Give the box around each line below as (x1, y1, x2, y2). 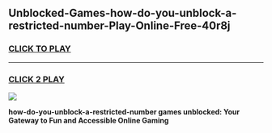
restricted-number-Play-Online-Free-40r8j (8, 19, 231, 33)
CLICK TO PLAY (8, 44, 71, 55)
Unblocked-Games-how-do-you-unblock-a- (8, 6, 237, 20)
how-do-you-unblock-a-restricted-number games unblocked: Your (8, 106, 240, 116)
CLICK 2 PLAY (8, 73, 65, 85)
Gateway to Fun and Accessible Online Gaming (8, 115, 169, 125)
